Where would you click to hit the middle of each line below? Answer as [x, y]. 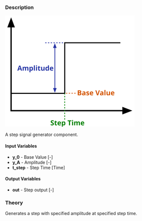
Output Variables [23, 179]
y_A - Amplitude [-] [32, 162]
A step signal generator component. [42, 134]
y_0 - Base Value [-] [33, 157]
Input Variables [21, 146]
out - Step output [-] [33, 190]
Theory [14, 203]
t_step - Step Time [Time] [38, 168]
